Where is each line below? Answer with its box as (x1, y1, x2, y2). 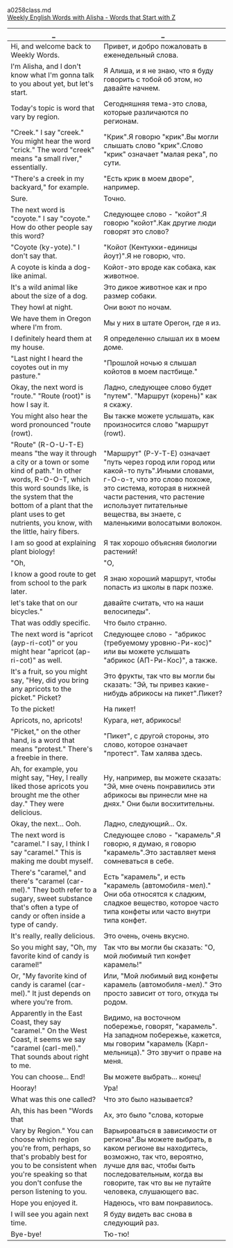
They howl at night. (10, 303, 73, 312)
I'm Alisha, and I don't (10, 62, 81, 71)
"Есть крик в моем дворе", (103, 174, 194, 183)
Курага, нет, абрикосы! (103, 716, 182, 725)
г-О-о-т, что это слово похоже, (103, 474, 213, 484)
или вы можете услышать (103, 647, 191, 656)
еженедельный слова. (103, 50, 179, 60)
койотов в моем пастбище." (103, 367, 198, 376)
